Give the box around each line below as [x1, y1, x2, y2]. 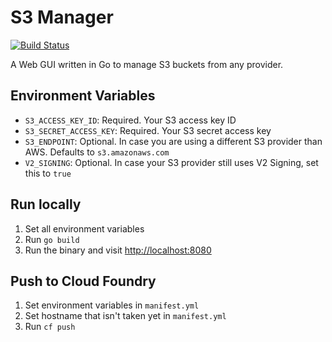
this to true [24, 167, 72, 179]
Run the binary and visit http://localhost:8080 [24, 244, 212, 256]
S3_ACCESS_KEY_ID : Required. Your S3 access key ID [24, 114, 237, 126]
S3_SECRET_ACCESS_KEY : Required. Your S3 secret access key [24, 124, 272, 136]
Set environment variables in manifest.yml [24, 299, 200, 311]
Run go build [24, 233, 80, 245]
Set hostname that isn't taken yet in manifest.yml [24, 310, 227, 322]
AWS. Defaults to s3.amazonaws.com [24, 146, 170, 158]
